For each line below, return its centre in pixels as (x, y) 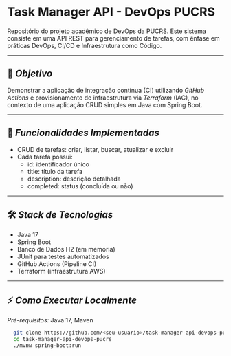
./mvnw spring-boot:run (47, 345)
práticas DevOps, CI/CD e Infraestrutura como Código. (85, 45)
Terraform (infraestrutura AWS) (61, 271)
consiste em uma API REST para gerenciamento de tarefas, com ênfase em (113, 38)
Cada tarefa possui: (45, 157)
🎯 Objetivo (30, 74)
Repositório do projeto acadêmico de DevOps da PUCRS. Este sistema (107, 31)
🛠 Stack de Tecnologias (60, 215)
